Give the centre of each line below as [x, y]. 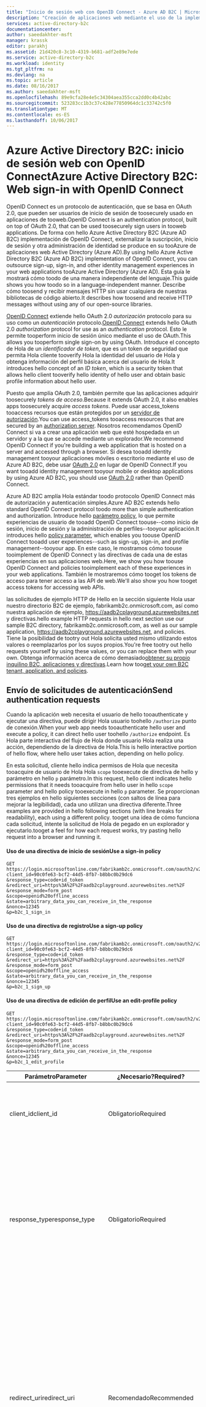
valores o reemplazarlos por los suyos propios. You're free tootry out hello [99, 645]
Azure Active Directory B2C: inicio [95, 150]
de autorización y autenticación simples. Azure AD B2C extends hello [93, 502]
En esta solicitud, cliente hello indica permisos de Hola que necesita [92, 765]
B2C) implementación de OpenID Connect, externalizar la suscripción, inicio [102, 239]
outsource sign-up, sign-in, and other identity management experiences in [101, 265]
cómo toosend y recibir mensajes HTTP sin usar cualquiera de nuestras [97, 291]
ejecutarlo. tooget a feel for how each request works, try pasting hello [94, 830]
